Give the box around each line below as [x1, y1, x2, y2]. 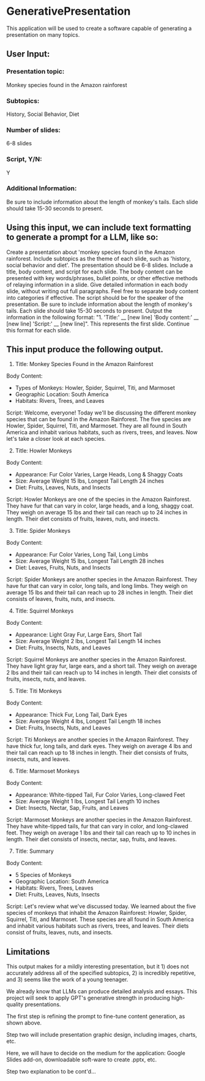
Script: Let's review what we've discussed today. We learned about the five [6, 903, 196, 910]
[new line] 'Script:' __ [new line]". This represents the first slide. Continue [6, 320, 190, 327]
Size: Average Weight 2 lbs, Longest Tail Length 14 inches [15, 638, 161, 645]
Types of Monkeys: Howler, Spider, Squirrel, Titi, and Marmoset [15, 384, 176, 392]
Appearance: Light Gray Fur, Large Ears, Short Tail [15, 631, 142, 638]
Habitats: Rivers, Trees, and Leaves [15, 397, 105, 405]
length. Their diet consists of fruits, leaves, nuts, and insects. [6, 515, 160, 522]
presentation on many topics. [6, 31, 80, 38]
